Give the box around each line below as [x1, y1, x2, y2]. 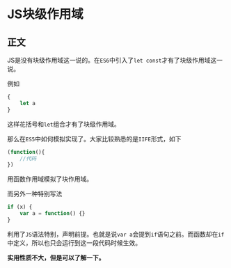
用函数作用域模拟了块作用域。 [7, 175, 93, 183]
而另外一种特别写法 [7, 189, 63, 198]
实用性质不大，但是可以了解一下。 [7, 253, 105, 262]
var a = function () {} [19, 210, 86, 217]
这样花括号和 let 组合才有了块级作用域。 [7, 120, 120, 128]
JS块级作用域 [7, 6, 83, 22]
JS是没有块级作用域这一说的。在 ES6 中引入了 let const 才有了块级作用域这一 [7, 56, 223, 64]
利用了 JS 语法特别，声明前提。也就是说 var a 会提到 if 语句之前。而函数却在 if [7, 230, 225, 238]
